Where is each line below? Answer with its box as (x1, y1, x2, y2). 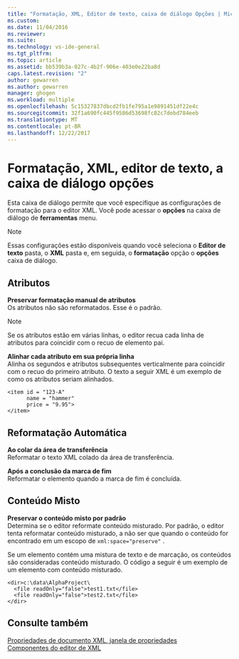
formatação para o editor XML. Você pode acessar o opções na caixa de (7, 206, 221, 215)
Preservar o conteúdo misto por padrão (7, 513, 127, 523)
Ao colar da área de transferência (7, 445, 108, 454)
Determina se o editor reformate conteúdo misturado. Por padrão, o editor (7, 521, 224, 530)
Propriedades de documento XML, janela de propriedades (7, 636, 178, 644)
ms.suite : (7, 37, 37, 44)
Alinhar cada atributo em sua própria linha (7, 353, 134, 361)
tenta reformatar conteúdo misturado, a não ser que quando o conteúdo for (7, 529, 229, 537)
